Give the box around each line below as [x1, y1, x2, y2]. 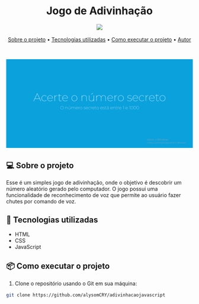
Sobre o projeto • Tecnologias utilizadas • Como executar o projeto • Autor [8, 35, 191, 43]
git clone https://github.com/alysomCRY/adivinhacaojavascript [6, 292, 166, 298]
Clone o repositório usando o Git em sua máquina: [14, 280, 137, 287]
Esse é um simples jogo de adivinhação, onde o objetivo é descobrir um [6, 179, 182, 186]
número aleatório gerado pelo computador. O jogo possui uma [6, 185, 158, 192]
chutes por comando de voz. [6, 198, 76, 205]
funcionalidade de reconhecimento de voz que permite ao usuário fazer [6, 191, 181, 199]
